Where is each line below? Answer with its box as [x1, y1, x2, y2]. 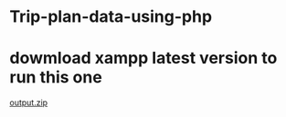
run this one [9, 67, 102, 88]
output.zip [9, 97, 48, 108]
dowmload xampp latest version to [9, 48, 278, 69]
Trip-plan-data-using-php [9, 6, 213, 27]
